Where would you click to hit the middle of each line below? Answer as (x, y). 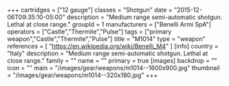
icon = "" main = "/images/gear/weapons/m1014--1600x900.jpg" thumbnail (113, 68)
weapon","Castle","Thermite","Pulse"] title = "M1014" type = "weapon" (107, 39)
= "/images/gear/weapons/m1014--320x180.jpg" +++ (83, 75)
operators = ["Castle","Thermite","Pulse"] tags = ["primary (89, 31)
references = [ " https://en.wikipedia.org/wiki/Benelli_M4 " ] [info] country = (113, 46)
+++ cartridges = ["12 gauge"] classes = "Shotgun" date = (90, 10)
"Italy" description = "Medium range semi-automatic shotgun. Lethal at (108, 53)
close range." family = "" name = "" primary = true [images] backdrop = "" (112, 60)
